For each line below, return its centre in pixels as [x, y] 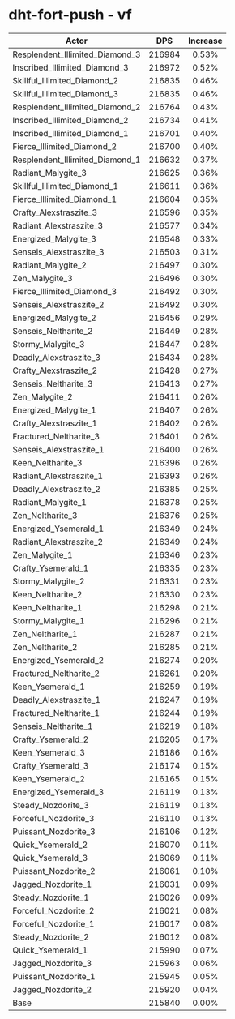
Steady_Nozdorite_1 [51, 897]
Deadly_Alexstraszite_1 [57, 700]
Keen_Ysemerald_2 [49, 778]
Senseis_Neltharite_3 [53, 383]
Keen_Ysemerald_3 [49, 752]
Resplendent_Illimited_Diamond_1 [77, 160]
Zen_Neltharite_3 [45, 515]
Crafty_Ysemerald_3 [51, 765]
